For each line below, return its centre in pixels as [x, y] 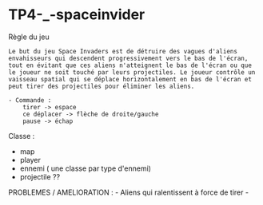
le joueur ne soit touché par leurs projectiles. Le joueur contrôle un [132, 72]
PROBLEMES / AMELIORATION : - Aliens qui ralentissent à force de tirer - [129, 192]
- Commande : [30, 100]
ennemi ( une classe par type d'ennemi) [86, 168]
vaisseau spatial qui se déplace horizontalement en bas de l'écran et [130, 79]
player [30, 160]
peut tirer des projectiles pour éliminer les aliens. [102, 86]
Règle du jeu [29, 37]
